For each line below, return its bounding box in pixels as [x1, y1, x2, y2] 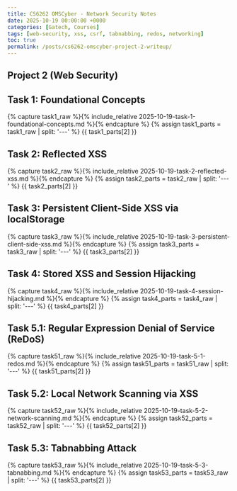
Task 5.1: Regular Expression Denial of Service [7, 322, 215, 334]
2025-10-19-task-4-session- [139, 286, 224, 295]
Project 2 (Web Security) [7, 69, 119, 81]
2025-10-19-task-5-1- [142, 352, 207, 361]
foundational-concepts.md [7, 120, 85, 128]
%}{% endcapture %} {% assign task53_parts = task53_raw [52, 468, 229, 477]
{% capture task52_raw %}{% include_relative [7, 407, 143, 415]
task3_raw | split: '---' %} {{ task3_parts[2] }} [7, 247, 140, 256]
